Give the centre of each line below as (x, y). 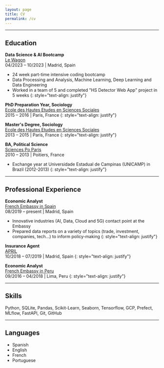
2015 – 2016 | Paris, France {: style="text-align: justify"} (61, 115)
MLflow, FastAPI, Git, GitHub (33, 313)
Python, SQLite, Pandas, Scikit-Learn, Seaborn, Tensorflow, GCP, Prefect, (79, 307)
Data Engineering (30, 85)
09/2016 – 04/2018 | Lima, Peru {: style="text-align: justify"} (65, 276)
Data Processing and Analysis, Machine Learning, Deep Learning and (82, 80)
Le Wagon (15, 60)
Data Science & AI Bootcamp (35, 55)
